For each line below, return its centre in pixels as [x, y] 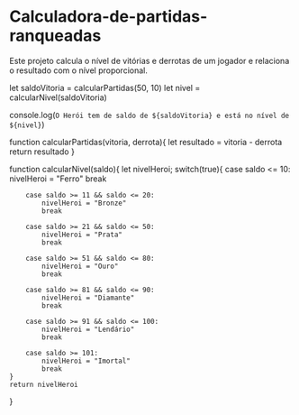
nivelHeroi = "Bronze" [84, 203]
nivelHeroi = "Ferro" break [58, 179]
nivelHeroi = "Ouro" [80, 266]
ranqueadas [55, 36]
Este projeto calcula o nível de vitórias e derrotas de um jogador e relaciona [149, 60]
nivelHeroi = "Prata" [82, 235]
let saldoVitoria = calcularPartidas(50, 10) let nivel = [105, 88]
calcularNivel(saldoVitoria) [59, 97]
